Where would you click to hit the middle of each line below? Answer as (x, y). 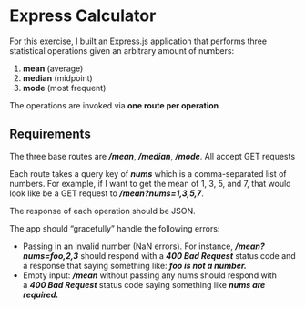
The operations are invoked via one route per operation (114, 105)
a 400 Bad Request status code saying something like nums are (144, 284)
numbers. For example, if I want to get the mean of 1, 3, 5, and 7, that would (150, 183)
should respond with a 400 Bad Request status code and (188, 255)
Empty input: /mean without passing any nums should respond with (150, 275)
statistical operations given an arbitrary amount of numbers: (122, 50)
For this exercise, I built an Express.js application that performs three (138, 41)
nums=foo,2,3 (51, 255)
